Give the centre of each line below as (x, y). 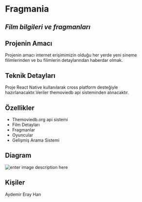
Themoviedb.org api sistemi (40, 120)
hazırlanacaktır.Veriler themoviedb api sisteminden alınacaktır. (67, 92)
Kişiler (15, 183)
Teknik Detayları (30, 76)
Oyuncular (22, 135)
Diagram (18, 156)
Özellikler (20, 108)
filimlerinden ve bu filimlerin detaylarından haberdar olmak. (64, 60)
